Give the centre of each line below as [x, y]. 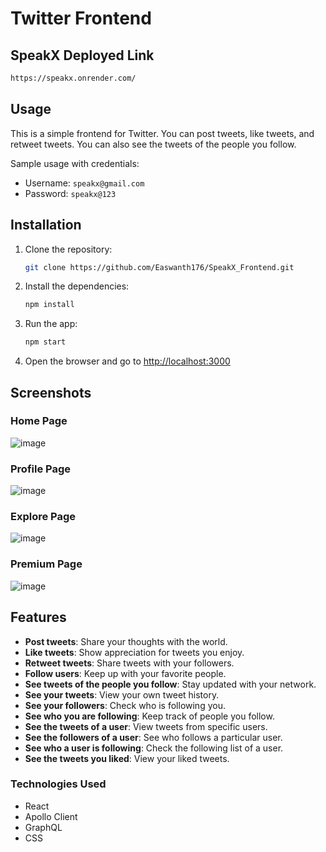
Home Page [39, 421]
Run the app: [51, 324]
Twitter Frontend [81, 18]
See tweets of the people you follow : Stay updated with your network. [170, 684]
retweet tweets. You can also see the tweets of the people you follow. [153, 144]
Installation [46, 225]
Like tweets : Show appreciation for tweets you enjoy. [134, 652]
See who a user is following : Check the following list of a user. [154, 748]
